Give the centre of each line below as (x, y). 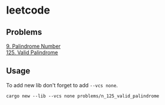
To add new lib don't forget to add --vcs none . (62, 85)
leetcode (28, 10)
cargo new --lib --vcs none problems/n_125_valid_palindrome (83, 96)
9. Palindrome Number (33, 46)
